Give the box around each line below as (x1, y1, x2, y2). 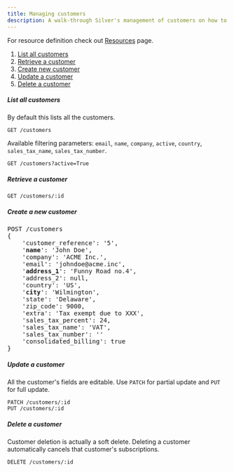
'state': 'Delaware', (22, 296, 97, 303)
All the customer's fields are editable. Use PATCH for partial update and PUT (7, 378, 221, 386)
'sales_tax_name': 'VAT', (22, 324, 111, 332)
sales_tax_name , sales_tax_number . (7, 147, 107, 155)
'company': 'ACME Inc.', (22, 254, 107, 261)
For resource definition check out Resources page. (7, 36, 154, 44)
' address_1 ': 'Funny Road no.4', (22, 268, 137, 275)
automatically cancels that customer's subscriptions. (7, 445, 160, 454)
